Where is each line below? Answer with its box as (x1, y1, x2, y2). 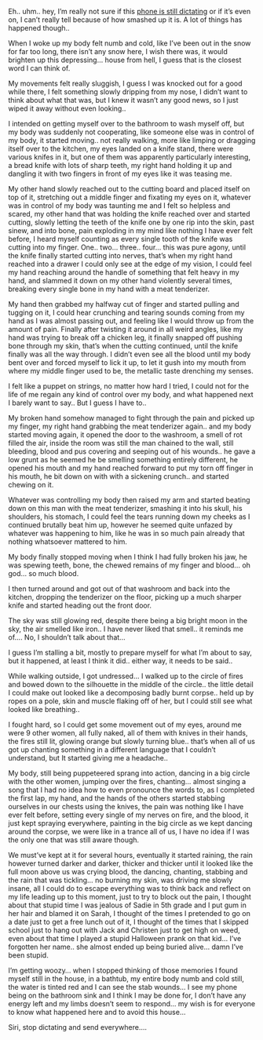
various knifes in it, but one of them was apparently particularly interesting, (8, 152, 251, 162)
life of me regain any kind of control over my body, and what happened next (8, 390, 254, 399)
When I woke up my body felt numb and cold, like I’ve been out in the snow (8, 38, 251, 48)
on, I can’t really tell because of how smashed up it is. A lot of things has (8, 15, 243, 24)
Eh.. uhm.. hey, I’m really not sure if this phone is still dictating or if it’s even (8, 7, 251, 16)
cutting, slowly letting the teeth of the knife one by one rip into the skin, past (8, 217, 254, 227)
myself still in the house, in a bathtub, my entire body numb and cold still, (8, 974, 245, 983)
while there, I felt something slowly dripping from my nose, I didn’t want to (8, 87, 248, 97)
